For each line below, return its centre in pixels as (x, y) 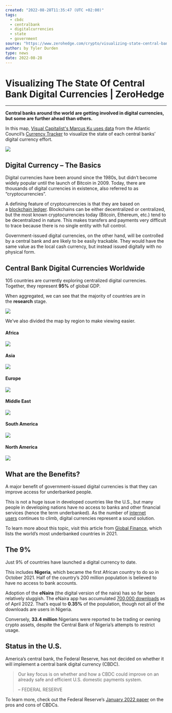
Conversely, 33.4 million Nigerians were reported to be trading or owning (83, 619)
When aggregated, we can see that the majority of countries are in (75, 296)
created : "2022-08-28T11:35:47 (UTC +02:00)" (55, 10)
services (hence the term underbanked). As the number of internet (76, 513)
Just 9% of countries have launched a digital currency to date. (71, 562)
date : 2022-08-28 (24, 58)
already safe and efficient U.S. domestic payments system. (80, 679)
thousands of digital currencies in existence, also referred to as (72, 188)
